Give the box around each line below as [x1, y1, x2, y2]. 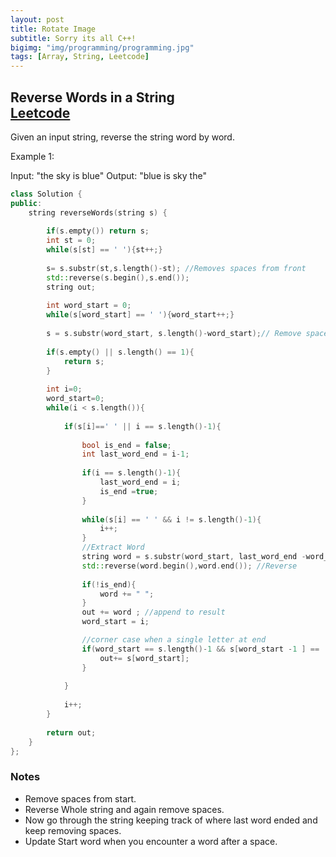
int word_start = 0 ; [46, 301, 132, 311]
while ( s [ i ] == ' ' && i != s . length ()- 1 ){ [81, 514, 262, 525]
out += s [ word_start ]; [99, 653, 190, 663]
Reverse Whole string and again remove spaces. [24, 803, 225, 815]
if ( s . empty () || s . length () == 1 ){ [46, 347, 195, 357]
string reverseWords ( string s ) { [28, 207, 168, 218]
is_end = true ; [99, 486, 159, 496]
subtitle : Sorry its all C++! [10, 33, 137, 43]
